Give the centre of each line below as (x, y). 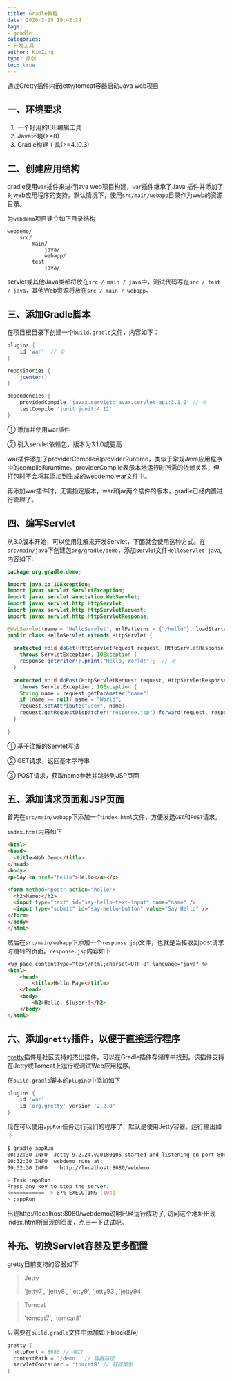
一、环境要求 (35, 110)
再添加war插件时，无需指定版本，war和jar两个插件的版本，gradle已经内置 (112, 491)
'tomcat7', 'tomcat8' (52, 1318)
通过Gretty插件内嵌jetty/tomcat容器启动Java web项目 (83, 85)
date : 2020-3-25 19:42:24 (44, 20)
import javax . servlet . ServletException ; (66, 591)
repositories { (29, 371)
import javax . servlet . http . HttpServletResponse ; (78, 616)
